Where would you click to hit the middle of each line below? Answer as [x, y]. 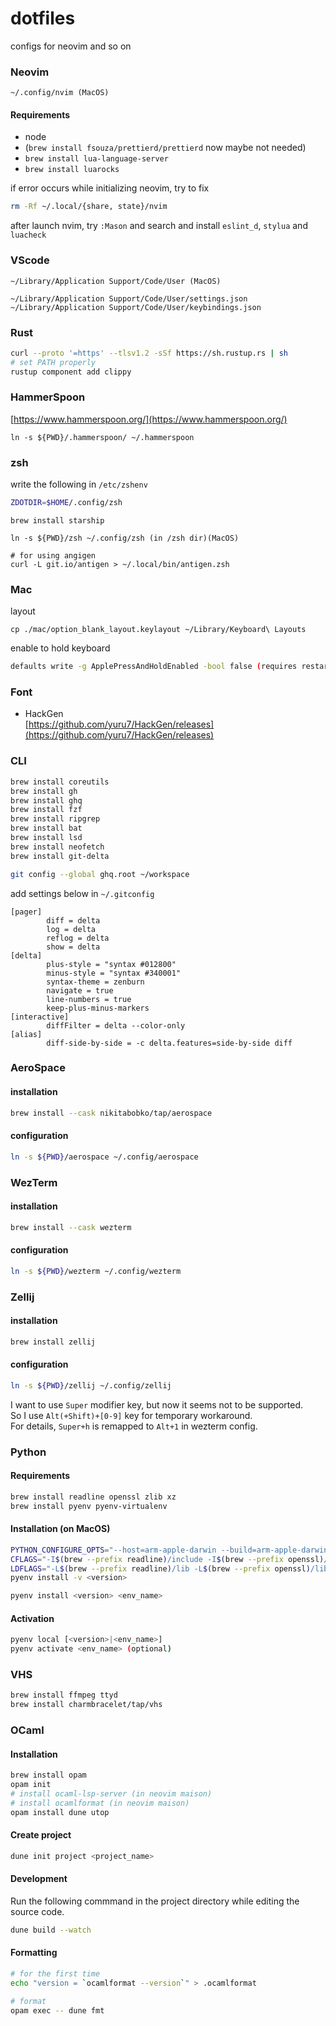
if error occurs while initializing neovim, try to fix [110, 188]
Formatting [34, 1953]
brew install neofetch [57, 847]
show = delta [73, 947]
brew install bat [46, 828]
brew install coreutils [60, 782]
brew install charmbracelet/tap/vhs [86, 1705]
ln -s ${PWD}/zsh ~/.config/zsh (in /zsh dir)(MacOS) [125, 538]
